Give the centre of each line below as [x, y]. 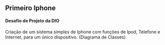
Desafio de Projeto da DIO [32, 21]
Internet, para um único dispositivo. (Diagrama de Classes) [66, 37]
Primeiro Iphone [30, 8]
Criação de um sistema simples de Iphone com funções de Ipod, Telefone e [83, 32]
